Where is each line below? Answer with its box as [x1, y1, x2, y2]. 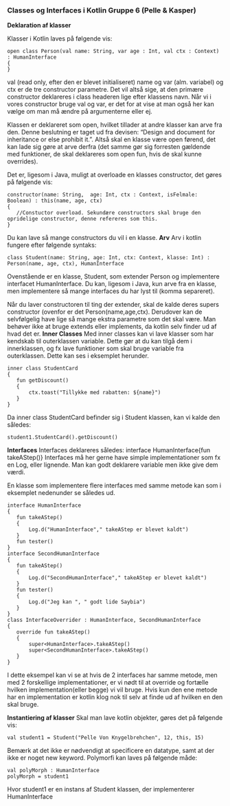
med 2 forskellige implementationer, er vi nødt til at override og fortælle [7, 678, 209, 687]
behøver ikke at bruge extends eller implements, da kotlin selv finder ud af [7, 323, 218, 331]
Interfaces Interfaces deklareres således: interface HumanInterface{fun [7, 446, 211, 454]
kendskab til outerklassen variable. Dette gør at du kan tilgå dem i [7, 337, 192, 345]
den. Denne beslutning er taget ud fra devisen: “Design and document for [7, 128, 215, 137]
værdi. [7, 468, 25, 476]
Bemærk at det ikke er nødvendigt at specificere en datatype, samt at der [7, 747, 215, 755]
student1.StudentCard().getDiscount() [7, 434, 118, 441]
